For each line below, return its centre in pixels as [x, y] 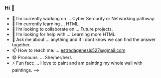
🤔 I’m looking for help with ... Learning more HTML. [64, 35]
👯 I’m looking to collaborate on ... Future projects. [62, 29]
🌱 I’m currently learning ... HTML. [46, 24]
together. [21, 45]
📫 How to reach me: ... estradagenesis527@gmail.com [69, 50]
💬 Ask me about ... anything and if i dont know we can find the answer [84, 39]
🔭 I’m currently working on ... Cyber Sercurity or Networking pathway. [83, 19]
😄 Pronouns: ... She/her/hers [42, 58]
